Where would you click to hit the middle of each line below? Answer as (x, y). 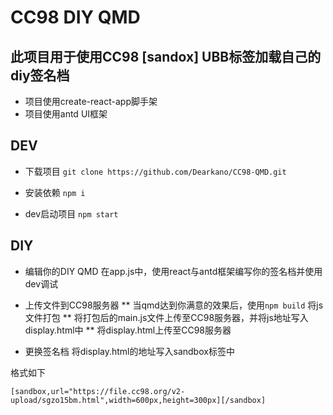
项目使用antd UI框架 (66, 114)
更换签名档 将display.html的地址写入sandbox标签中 (129, 351)
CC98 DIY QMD (75, 17)
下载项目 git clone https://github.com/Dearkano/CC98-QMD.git (155, 171)
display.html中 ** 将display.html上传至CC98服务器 (128, 330)
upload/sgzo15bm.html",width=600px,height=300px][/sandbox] (138, 400)
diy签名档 (40, 75)
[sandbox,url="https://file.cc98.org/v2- (98, 391)
